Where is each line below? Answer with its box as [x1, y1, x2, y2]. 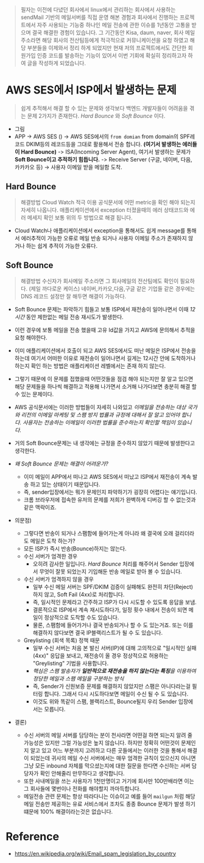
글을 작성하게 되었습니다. [27, 59, 86, 67]
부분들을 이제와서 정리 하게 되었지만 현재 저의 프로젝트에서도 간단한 [27, 44, 187, 51]
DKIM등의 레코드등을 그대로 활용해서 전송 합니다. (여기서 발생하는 [26, 140, 181, 147]
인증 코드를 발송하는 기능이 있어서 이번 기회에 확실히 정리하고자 [37, 52, 187, 59]
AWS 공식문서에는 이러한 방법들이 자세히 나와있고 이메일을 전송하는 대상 [14, 403, 186, 410]
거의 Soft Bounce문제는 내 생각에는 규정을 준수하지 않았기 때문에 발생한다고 [14, 439, 195, 446]
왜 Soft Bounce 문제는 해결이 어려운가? [14, 460, 109, 467]
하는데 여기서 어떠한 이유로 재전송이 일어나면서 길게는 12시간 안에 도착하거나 [14, 354, 196, 361]
